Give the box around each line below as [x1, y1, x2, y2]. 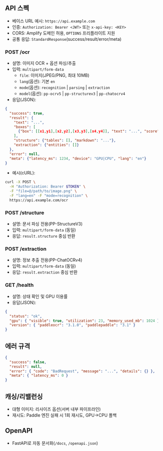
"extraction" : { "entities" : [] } [14, 142, 79, 148]
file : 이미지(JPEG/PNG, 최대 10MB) [19, 72, 90, 78]
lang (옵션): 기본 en [19, 79, 55, 85]
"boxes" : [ [14, 124, 36, 129]
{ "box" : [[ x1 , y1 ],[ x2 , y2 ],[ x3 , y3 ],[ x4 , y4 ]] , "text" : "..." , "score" [17, 129, 160, 134]
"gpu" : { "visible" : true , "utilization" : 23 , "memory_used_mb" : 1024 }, [9, 318, 162, 323]
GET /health [5, 282, 34, 289]
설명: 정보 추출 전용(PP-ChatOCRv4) [12, 257, 82, 263]
